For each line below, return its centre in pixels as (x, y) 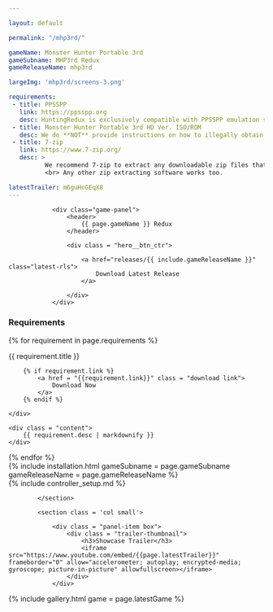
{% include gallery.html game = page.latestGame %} (96, 598)
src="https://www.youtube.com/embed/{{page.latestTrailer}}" (114, 555)
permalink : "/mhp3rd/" (47, 37)
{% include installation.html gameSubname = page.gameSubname (119, 466)
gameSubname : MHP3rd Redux (54, 60)
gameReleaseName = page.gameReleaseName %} (93, 474)
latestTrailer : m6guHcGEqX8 (56, 187)
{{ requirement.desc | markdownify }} (89, 435)
